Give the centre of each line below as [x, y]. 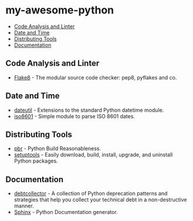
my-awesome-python [60, 10]
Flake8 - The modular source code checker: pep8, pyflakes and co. [95, 77]
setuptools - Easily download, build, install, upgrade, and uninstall [93, 155]
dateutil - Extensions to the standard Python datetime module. [89, 110]
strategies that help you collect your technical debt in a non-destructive [100, 200]
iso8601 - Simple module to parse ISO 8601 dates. [75, 116]
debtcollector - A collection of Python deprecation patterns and [91, 194]
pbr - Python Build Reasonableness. [57, 149]
